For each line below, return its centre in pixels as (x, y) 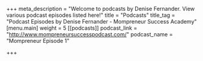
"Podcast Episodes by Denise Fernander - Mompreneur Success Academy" (102, 21)
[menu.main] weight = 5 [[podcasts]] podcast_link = (72, 28)
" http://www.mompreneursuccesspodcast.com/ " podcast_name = (90, 34)
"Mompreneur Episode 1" (38, 41)
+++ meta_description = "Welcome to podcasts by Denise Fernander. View (101, 9)
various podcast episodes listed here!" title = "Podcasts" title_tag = (91, 15)
